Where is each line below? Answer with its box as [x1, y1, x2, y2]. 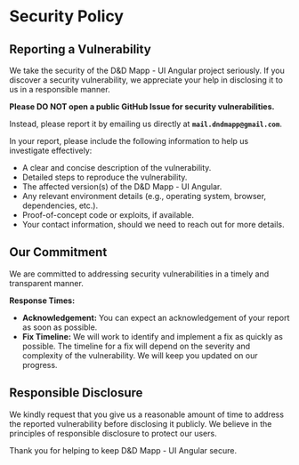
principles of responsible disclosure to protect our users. [9, 428, 217, 438]
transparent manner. [9, 277, 85, 288]
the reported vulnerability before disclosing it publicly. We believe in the [9, 418, 272, 429]
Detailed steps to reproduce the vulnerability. [21, 172, 188, 182]
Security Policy [9, 6, 125, 27]
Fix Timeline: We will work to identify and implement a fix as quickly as [21, 331, 283, 341]
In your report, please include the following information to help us [9, 136, 249, 146]
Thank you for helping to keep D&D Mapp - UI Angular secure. [9, 445, 238, 455]
